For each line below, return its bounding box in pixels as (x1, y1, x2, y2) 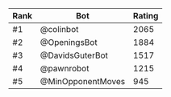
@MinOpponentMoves (40, 76, 126, 87)
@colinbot (40, 24, 79, 34)
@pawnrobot (40, 63, 90, 74)
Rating (132, 10, 159, 21)
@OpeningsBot (40, 37, 98, 47)
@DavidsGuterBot (40, 50, 109, 61)
